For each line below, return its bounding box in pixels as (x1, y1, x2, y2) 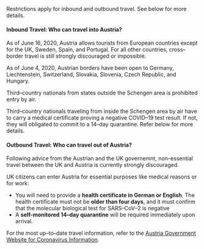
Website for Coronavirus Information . (6, 236, 100, 243)
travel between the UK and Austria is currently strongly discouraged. (6, 161, 179, 169)
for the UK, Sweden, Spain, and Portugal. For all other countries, (6, 46, 168, 53)
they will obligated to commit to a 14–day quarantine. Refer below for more (6, 121, 194, 128)
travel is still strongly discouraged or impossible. (24, 52, 147, 60)
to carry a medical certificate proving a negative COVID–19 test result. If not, (6, 114, 198, 121)
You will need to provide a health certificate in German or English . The (15, 191, 195, 199)
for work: (6, 180, 29, 187)
